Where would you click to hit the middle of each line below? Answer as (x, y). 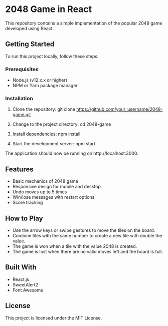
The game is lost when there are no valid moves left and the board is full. (88, 251)
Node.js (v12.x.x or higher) (40, 80)
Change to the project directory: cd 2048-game (62, 124)
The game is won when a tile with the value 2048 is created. (75, 246)
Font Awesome (28, 290)
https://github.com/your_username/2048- (119, 109)
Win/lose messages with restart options (53, 197)
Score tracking (28, 203)
